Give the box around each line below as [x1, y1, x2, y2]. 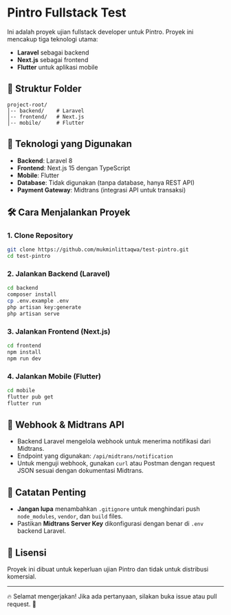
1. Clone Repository [7, 230, 74, 240]
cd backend [7, 285, 38, 292]
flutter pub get [7, 393, 54, 401]
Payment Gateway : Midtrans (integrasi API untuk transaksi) [16, 185, 186, 194]
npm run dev [7, 355, 41, 362]
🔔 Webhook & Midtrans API [7, 419, 125, 430]
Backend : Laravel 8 [16, 157, 73, 165]
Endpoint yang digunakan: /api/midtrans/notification [16, 452, 173, 460]
